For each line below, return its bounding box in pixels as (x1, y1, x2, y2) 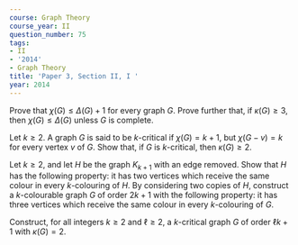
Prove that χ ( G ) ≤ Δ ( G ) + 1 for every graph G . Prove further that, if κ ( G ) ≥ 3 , (9, 104, 288, 115)
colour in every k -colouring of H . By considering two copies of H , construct (9, 180, 289, 191)
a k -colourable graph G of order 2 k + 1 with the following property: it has (9, 190, 278, 201)
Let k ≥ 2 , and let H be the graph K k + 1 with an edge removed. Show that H (9, 159, 287, 172)
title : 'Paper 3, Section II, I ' (9, 72, 140, 81)
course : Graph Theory (9, 13, 91, 23)
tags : (9, 38, 30, 48)
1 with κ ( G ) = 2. (9, 226, 67, 237)
